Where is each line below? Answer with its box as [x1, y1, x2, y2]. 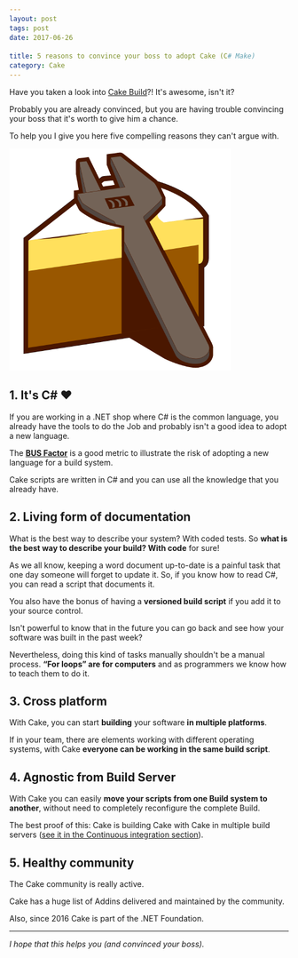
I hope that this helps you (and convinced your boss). [9, 938, 205, 950]
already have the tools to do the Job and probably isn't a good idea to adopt [9, 420, 287, 431]
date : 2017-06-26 [9, 33, 74, 42]
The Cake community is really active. [9, 879, 145, 890]
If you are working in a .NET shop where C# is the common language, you [9, 411, 279, 422]
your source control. [9, 605, 83, 616]
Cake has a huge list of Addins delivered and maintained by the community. [9, 896, 286, 906]
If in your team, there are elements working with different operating [9, 734, 255, 746]
